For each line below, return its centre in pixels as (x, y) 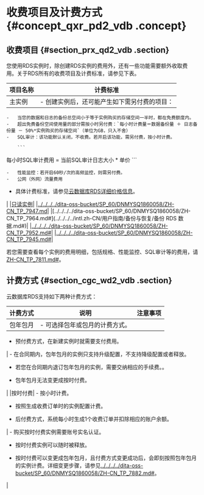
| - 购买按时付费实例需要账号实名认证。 (55, 432)
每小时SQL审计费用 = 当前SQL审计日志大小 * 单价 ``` (72, 160)
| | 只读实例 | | (22, 204)
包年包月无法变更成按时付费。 (52, 380)
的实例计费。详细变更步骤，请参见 (58, 465)
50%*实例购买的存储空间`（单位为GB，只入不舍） (78, 131)
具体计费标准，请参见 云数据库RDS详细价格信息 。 (76, 191)
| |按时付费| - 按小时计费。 (39, 393)
